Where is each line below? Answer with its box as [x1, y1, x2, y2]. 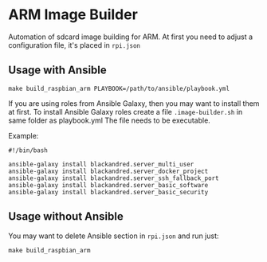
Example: [8, 131, 39, 140]
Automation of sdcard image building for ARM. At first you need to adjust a [8, 32, 253, 41]
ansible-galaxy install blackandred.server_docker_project [8, 167, 209, 175]
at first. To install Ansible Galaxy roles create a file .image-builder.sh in [8, 107, 243, 116]
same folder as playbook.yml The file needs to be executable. [8, 115, 211, 125]
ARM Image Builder [8, 6, 138, 24]
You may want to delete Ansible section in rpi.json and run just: [8, 231, 219, 240]
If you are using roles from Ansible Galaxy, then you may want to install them [8, 98, 260, 108]
